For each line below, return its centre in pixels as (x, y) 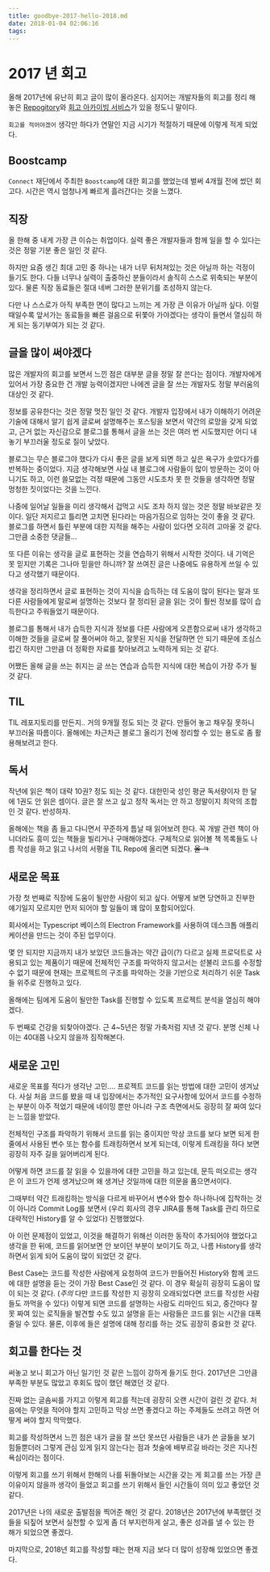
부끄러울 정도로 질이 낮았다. (66, 441)
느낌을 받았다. (38, 1117)
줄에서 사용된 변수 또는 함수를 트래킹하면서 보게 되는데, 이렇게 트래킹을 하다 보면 (134, 1144)
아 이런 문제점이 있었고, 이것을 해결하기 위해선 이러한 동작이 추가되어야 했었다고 (133, 1236)
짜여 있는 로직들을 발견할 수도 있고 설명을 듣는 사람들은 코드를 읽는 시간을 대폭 (139, 1313)
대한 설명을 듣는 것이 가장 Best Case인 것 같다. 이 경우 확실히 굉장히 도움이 (134, 1283)
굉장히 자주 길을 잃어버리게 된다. (59, 1154)
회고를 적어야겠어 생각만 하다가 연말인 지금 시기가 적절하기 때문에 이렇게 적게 (126, 124)
